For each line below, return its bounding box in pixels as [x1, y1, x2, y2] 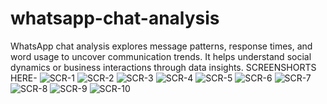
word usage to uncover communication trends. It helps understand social [10, 50, 312, 62]
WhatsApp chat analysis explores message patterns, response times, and [10, 40, 313, 52]
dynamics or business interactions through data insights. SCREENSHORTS [10, 61, 317, 73]
